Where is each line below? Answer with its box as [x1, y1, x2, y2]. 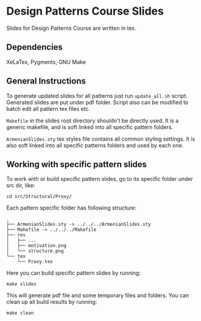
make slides [6, 281, 37, 287]
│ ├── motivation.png [6, 242, 67, 249]
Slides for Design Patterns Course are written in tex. [6, 24, 136, 32]
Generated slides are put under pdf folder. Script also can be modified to [6, 99, 189, 106]
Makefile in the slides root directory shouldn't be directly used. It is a [6, 117, 179, 124]
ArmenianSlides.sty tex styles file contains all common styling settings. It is [6, 135, 196, 143]
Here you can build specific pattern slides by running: [6, 269, 141, 277]
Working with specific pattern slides [6, 159, 147, 169]
